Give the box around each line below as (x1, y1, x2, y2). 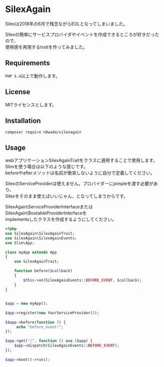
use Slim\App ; (5, 240, 35, 246)
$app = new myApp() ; (5, 301, 48, 306)
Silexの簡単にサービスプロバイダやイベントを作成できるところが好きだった (5, 31, 159, 37)
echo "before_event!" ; (16, 324, 64, 329)
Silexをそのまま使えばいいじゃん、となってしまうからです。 (5, 193, 128, 199)
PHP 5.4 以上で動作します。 (5, 73, 60, 79)
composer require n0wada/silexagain (5, 130, 81, 135)
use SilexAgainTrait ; (14, 259, 59, 264)
